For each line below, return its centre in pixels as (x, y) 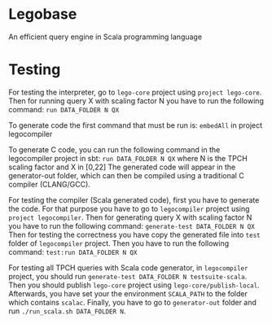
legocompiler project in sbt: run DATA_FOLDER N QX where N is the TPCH (128, 158)
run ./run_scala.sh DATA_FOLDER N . (67, 311)
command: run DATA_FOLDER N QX (64, 109)
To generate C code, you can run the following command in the (114, 149)
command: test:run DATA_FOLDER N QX (73, 252)
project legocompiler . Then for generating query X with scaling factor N (130, 217)
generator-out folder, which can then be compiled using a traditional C (126, 175)
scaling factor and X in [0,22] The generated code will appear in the (122, 167)
